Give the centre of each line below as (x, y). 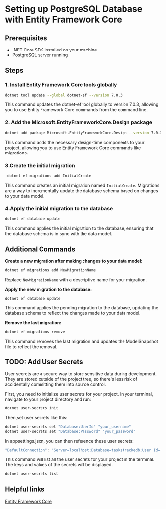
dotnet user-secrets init (32, 408)
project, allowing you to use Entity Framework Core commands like (73, 148)
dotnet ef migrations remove (35, 332)
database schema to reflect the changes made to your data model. (73, 313)
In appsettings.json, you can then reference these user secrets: (70, 441)
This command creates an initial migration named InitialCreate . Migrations (82, 185)
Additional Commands (40, 249)
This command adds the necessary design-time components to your (75, 142)
